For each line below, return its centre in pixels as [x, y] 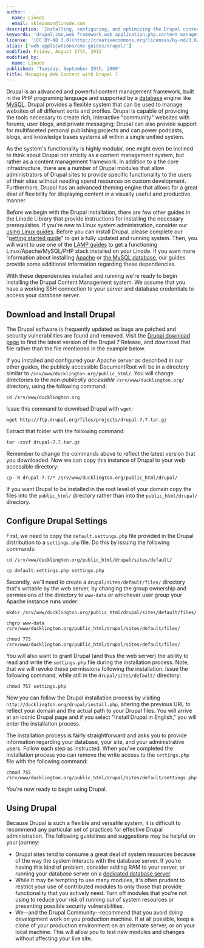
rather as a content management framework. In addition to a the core [93, 161]
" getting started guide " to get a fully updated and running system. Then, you [102, 238]
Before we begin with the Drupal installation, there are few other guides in [98, 212]
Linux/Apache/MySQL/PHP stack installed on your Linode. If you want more [101, 251]
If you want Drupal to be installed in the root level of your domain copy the [99, 489]
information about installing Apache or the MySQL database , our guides [96, 258]
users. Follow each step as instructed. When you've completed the [90, 748]
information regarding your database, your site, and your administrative [95, 741]
